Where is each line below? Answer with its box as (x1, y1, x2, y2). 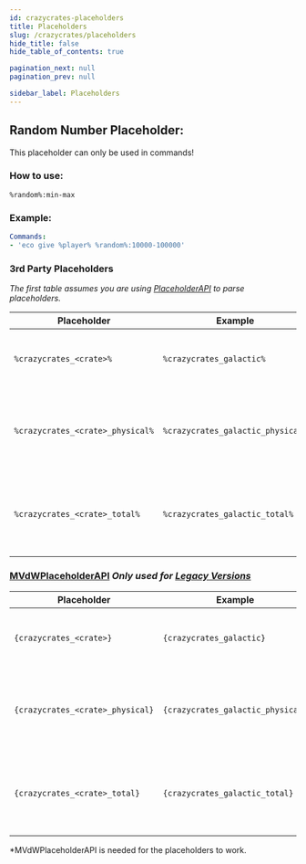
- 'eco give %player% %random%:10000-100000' (9, 241, 185, 250)
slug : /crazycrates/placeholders (9, 30, 137, 39)
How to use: (9, 170, 64, 183)
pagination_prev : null (9, 72, 96, 82)
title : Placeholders (9, 22, 88, 31)
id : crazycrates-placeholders (9, 13, 125, 23)
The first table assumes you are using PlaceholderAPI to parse (9, 283, 245, 294)
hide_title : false (9, 38, 79, 48)
